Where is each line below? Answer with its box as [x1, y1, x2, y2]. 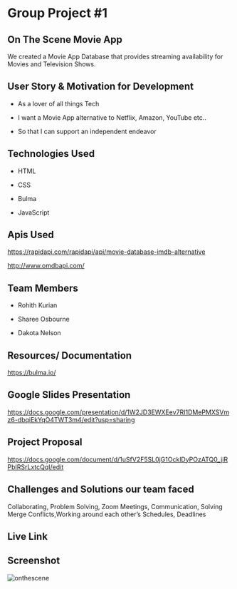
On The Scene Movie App [7, 34, 122, 46]
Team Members [7, 282, 78, 294]
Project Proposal [7, 436, 83, 449]
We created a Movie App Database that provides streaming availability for [7, 52, 223, 61]
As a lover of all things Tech [17, 99, 100, 108]
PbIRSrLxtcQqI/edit [7, 462, 64, 471]
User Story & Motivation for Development [7, 81, 194, 93]
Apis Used [7, 229, 55, 241]
